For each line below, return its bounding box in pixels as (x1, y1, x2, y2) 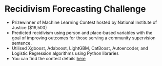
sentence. (11, 40, 32, 46)
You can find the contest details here (11, 55, 86, 61)
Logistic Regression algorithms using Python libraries (11, 50, 119, 56)
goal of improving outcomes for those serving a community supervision (11, 35, 156, 41)
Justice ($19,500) (11, 24, 47, 30)
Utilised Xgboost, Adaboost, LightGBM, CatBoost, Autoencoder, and (11, 45, 148, 51)
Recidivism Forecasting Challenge (4, 3, 146, 15)
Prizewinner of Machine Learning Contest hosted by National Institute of (11, 19, 157, 25)
